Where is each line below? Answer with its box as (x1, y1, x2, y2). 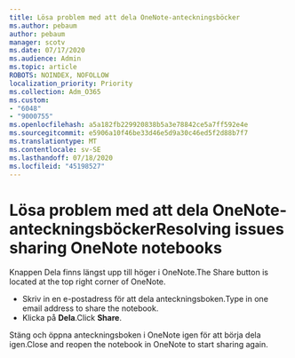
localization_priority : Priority (9, 79, 133, 88)
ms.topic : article (9, 63, 77, 72)
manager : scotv (9, 37, 66, 47)
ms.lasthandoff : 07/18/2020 (9, 153, 114, 163)
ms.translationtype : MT (9, 137, 98, 146)
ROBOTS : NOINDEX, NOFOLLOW (9, 71, 109, 80)
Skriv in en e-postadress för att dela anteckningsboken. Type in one (21, 294, 269, 305)
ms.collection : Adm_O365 (9, 87, 101, 96)
